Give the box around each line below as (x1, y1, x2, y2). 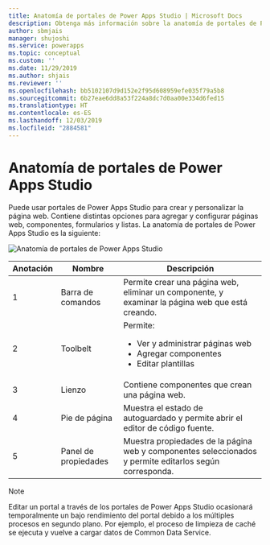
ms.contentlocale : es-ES (8, 109, 92, 118)
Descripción (166, 262, 215, 274)
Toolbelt (60, 343, 92, 354)
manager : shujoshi (8, 34, 70, 43)
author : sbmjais (8, 27, 63, 35)
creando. (123, 307, 157, 318)
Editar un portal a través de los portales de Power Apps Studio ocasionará (8, 502, 253, 511)
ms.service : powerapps (8, 42, 84, 50)
